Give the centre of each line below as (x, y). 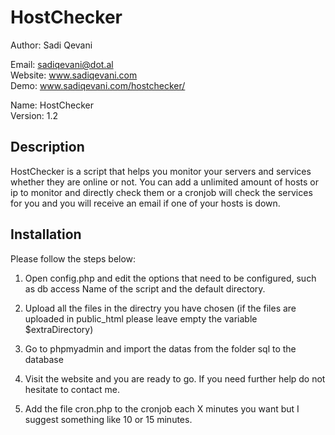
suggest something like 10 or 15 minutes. (108, 419)
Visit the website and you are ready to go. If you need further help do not (175, 378)
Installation (46, 234)
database (44, 359)
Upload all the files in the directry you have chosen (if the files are (160, 308)
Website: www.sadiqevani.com (74, 75)
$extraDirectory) (59, 329)
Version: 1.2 (34, 115)
